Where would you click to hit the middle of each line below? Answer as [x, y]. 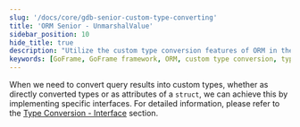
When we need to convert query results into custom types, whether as [139, 85]
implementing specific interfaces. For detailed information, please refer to [145, 103]
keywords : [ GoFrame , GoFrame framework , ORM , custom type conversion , [143, 59]
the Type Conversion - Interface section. [84, 113]
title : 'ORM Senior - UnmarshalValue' [81, 26]
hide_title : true [42, 42]
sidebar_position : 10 [50, 34]
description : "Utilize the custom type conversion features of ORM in [143, 51]
